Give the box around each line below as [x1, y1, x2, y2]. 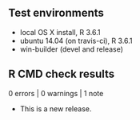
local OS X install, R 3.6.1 [19, 27, 102, 37]
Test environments [8, 6, 104, 20]
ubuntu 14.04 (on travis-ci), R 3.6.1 [19, 36, 134, 45]
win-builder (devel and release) [19, 44, 124, 54]
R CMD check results [8, 68, 115, 81]
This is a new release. [19, 103, 92, 114]
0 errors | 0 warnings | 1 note [8, 88, 104, 98]
